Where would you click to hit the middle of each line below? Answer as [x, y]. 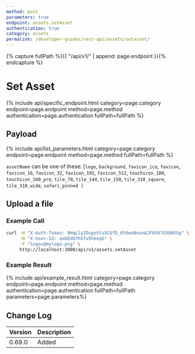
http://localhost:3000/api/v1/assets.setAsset [78, 250]
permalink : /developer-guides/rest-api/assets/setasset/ [78, 39]
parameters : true [28, 17]
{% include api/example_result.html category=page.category [81, 278]
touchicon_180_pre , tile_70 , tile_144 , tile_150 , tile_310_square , [86, 179]
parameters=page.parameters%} [47, 297]
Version [20, 332]
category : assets [28, 34]
